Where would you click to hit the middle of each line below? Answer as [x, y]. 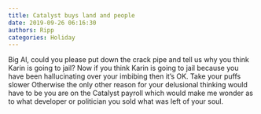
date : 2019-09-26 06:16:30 [52, 23]
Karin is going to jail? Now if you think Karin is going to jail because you [123, 68]
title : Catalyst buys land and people [72, 15]
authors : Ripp [31, 30]
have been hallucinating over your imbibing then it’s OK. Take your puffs [125, 76]
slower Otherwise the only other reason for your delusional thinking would [128, 85]
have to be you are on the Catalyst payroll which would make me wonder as [131, 93]
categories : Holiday [42, 37]
